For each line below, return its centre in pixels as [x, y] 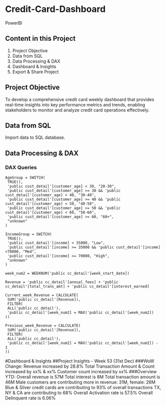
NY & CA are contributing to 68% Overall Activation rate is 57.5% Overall [79, 393]
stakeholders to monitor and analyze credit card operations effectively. [77, 110]
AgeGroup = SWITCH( [25, 178]
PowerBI [14, 23]
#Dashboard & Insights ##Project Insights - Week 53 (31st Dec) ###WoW [80, 361]
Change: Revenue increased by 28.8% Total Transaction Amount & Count [80, 366]
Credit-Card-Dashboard [55, 9]
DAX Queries [21, 167]
